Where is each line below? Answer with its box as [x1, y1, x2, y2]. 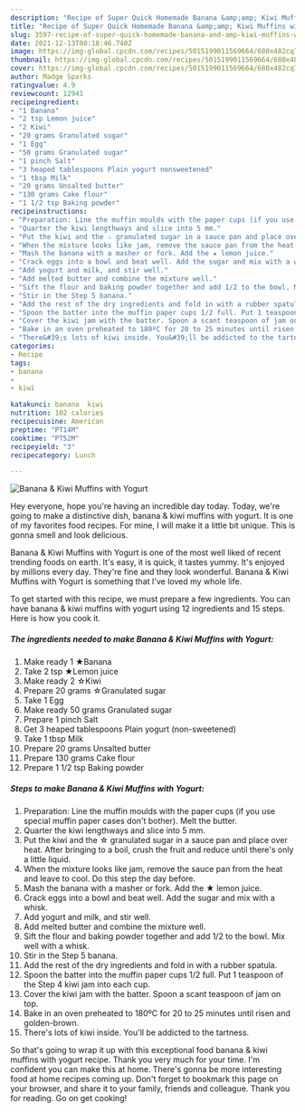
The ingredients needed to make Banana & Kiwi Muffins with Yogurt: [10, 633, 274, 644]
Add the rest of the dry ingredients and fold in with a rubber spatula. [23, 960, 278, 971]
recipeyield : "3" [10, 442, 76, 451]
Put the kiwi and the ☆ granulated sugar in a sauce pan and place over [23, 835, 288, 846]
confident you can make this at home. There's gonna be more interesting [10, 1064, 282, 1075]
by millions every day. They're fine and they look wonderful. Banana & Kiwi [10, 567, 289, 578]
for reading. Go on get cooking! [10, 1093, 128, 1104]
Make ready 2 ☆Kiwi [23, 676, 102, 686]
